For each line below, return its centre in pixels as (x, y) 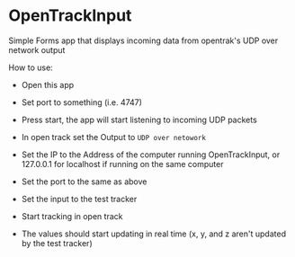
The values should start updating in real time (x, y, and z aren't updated (154, 234)
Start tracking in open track (72, 216)
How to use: (31, 67)
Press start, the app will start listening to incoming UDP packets (139, 120)
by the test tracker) (57, 243)
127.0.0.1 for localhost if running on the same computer (122, 164)
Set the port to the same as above (84, 182)
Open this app (48, 84)
